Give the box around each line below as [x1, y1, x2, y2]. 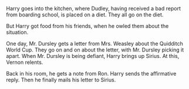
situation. [6, 29, 29, 36]
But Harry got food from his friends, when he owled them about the [6, 23, 169, 29]
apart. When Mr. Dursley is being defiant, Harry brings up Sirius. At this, [6, 53, 180, 59]
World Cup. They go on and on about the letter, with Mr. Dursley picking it [6, 46, 184, 53]
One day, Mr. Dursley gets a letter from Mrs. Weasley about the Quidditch [6, 40, 183, 47]
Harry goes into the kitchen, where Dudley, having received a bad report [6, 5, 181, 12]
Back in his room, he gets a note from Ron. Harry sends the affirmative [6, 70, 177, 77]
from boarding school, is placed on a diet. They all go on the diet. [6, 11, 164, 18]
